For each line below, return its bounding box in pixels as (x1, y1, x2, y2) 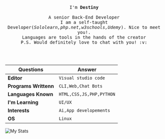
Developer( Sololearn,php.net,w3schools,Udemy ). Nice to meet (7, 24, 161, 30)
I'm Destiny (69, 4, 99, 10)
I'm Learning (7, 99, 38, 105)
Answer (77, 66, 96, 73)
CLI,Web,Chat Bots (58, 83, 102, 89)
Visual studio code (58, 75, 105, 80)
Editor (7, 74, 22, 81)
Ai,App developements (58, 107, 110, 113)
